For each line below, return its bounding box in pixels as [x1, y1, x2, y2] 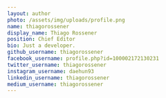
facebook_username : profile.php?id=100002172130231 [7, 55, 159, 62]
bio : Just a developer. [7, 42, 76, 49]
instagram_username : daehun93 [7, 68, 95, 75]
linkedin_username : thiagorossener [7, 74, 110, 81]
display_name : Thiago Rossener [7, 29, 98, 37]
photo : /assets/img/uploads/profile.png [7, 17, 126, 23]
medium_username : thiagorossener [7, 81, 104, 88]
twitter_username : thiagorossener [7, 61, 107, 68]
